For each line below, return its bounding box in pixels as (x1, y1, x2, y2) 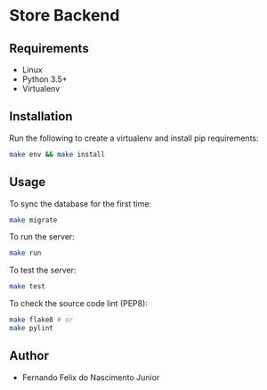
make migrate (9, 215, 58, 224)
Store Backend (9, 5, 120, 26)
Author (9, 348, 49, 363)
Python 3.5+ (21, 74, 69, 85)
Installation (9, 109, 73, 125)
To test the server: (9, 264, 77, 276)
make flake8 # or (9, 315, 74, 325)
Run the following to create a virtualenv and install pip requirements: (9, 133, 259, 143)
